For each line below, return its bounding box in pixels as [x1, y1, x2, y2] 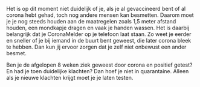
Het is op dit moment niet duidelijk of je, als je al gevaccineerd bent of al [6, 5, 186, 12]
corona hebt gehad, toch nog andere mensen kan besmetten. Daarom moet [6, 11, 195, 19]
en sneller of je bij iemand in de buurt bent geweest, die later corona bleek [6, 37, 192, 44]
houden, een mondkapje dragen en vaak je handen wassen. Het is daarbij [6, 24, 190, 31]
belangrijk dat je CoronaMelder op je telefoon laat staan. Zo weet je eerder [6, 31, 192, 38]
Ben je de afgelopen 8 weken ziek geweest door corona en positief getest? [6, 61, 193, 68]
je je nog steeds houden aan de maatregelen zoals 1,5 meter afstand [6, 18, 176, 25]
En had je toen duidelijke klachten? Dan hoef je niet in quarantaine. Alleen [6, 68, 189, 74]
